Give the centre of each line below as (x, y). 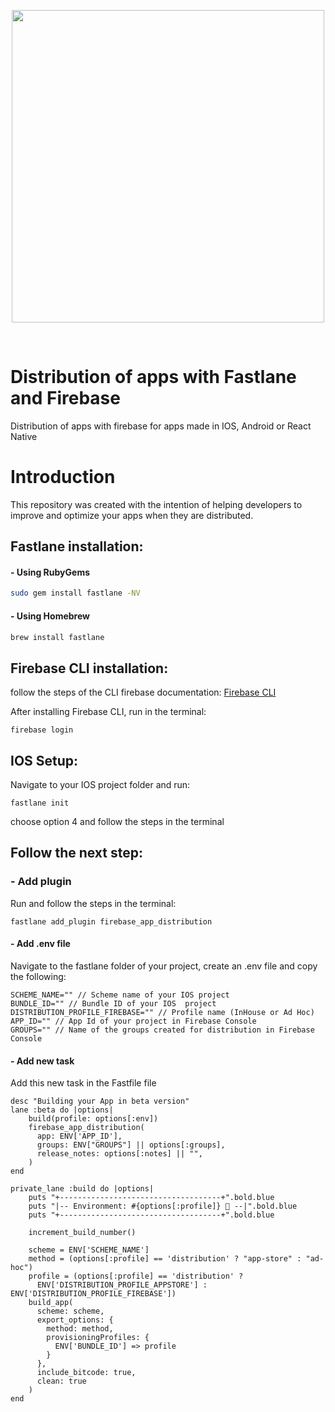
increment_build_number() (82, 1233)
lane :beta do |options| (62, 1110)
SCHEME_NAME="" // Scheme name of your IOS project (120, 995)
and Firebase (65, 398)
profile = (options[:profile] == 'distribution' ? (136, 1276)
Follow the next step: (77, 853)
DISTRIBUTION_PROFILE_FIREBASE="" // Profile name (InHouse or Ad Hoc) (162, 1012)
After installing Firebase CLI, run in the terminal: (108, 712)
